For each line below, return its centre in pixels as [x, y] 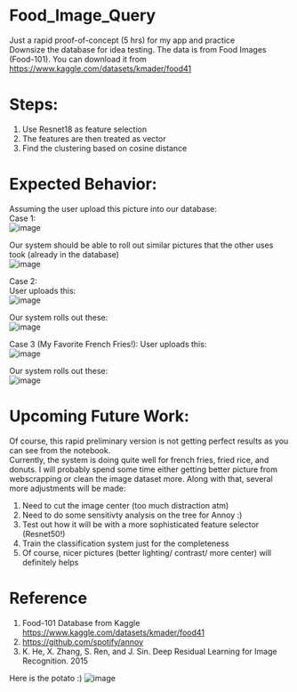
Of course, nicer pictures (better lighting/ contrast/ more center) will [147, 552]
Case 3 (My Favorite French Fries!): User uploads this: [108, 344]
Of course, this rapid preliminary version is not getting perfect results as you [149, 441]
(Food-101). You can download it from [78, 59]
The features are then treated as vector [94, 138]
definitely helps [50, 562]
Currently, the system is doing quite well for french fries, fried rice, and [139, 460]
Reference [48, 598]
